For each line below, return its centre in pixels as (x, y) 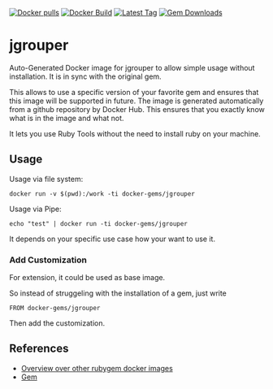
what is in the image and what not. (67, 118)
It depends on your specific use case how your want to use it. (113, 239)
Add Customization (48, 260)
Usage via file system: (46, 179)
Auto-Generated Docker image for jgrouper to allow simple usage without (132, 67)
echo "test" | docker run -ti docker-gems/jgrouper (98, 223)
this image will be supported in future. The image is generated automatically (136, 101)
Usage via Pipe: (35, 209)
